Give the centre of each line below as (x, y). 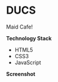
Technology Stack (29, 38)
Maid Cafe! (20, 27)
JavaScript (28, 62)
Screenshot (21, 74)
